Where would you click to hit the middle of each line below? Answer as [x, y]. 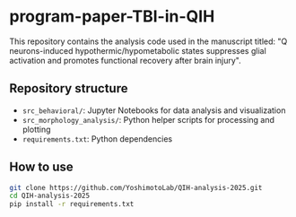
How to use [41, 167]
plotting [36, 129]
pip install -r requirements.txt [72, 204]
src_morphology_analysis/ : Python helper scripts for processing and [148, 119]
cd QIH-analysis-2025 [50, 196]
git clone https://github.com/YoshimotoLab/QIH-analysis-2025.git [136, 187]
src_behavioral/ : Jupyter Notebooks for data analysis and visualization [154, 110]
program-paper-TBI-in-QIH [112, 17]
